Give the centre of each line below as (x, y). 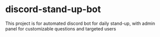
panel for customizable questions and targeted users (61, 28)
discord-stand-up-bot (53, 9)
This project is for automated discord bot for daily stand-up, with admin (80, 23)
